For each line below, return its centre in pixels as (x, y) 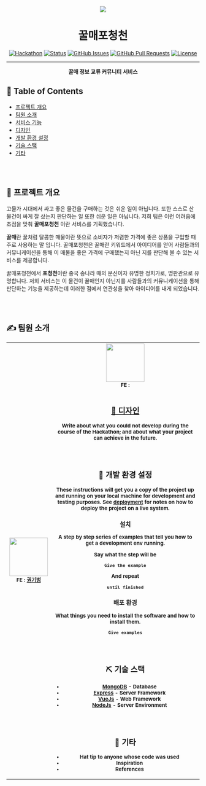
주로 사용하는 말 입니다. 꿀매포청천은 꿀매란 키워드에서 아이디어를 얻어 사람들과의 (103, 244)
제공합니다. (36, 260)
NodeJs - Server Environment (129, 705)
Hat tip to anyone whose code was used (129, 757)
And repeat (125, 576)
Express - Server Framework (130, 693)
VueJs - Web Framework (129, 699)
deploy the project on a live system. (125, 508)
